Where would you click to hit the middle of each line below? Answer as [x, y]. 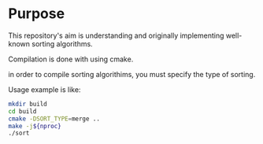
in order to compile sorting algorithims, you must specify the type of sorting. [132, 74]
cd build [22, 111]
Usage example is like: [44, 89]
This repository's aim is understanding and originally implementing [116, 35]
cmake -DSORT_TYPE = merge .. [54, 119]
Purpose [37, 14]
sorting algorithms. [62, 43]
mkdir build [28, 104]
